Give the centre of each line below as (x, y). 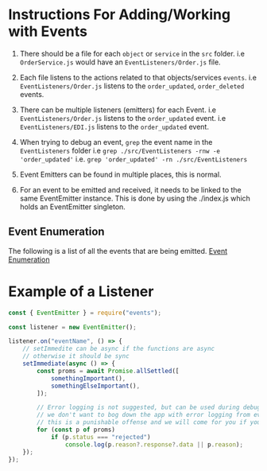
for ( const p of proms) (76, 430)
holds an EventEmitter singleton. (72, 206)
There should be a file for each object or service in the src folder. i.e (132, 53)
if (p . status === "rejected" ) (101, 437)
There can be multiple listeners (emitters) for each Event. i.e (118, 110)
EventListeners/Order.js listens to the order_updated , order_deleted (132, 86)
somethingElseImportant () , (95, 386)
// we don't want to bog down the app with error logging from (143, 415)
